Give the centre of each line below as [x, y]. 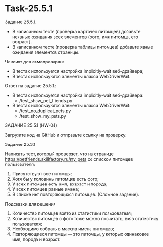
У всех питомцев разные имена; [45, 189]
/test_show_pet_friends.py [45, 100]
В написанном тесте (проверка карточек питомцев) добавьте [76, 31]
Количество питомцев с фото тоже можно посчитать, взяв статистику [85, 218]
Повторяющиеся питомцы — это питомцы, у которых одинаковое [81, 234]
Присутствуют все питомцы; [42, 173]
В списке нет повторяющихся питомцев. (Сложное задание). [76, 194]
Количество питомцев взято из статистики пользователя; [72, 213]
